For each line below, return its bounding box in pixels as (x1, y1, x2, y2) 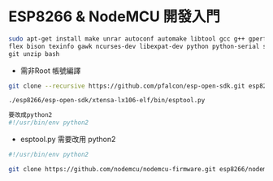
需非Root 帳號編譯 (19, 66, 81, 75)
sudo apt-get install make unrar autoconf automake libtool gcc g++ (8, 34, 245, 43)
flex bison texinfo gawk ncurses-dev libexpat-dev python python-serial (8, 42, 260, 50)
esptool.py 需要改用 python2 (19, 135, 116, 144)
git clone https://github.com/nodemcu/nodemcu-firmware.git (8, 165, 217, 173)
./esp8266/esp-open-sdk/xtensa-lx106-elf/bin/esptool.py (8, 97, 206, 105)
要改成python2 (8, 111, 53, 119)
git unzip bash (8, 50, 60, 58)
